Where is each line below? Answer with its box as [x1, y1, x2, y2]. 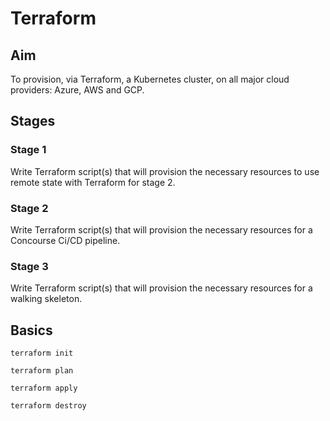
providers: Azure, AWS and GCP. [10, 84, 145, 96]
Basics [10, 322, 53, 339]
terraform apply [10, 383, 78, 394]
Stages [10, 113, 56, 130]
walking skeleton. [10, 293, 83, 305]
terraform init [10, 348, 74, 359]
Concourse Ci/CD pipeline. [10, 234, 121, 246]
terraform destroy [10, 401, 87, 411]
